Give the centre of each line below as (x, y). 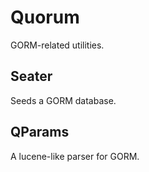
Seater (31, 76)
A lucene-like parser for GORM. (75, 156)
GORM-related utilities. (57, 45)
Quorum (45, 17)
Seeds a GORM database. (63, 100)
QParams (40, 132)
